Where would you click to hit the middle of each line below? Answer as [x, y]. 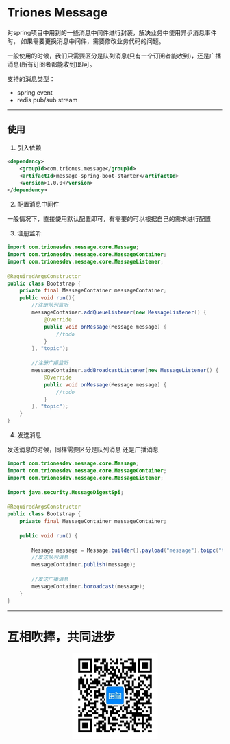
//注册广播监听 [50, 363]
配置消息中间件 [38, 205]
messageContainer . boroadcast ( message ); [89, 586]
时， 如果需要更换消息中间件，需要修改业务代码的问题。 [86, 41]
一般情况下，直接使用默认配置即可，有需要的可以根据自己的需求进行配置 [109, 219]
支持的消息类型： [31, 79]
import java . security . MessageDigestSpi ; [66, 492]
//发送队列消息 [50, 557]
